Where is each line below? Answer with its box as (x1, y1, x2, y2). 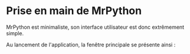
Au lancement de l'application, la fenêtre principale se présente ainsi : (6, 41, 176, 48)
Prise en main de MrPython (6, 4, 142, 18)
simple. (6, 29, 24, 36)
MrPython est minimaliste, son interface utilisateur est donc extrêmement (6, 23, 185, 31)
